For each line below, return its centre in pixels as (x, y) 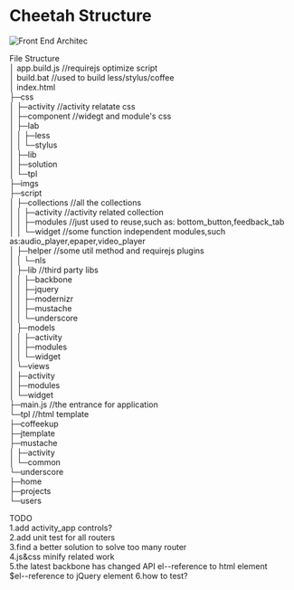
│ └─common (35, 462)
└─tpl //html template (49, 414)
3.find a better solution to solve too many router (98, 547)
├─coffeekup (34, 423)
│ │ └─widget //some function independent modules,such (118, 231)
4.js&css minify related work (62, 557)
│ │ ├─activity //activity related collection (87, 212)
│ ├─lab (24, 125)
